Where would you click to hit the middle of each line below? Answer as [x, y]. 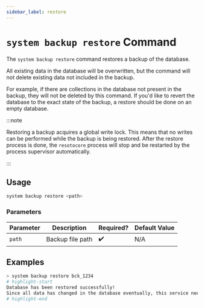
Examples [25, 262]
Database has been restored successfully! [61, 288]
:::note [14, 120]
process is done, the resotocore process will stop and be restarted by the [98, 145]
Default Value [155, 228]
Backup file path [69, 239]
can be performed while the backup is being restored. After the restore [95, 138]
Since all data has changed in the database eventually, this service [97, 293]
